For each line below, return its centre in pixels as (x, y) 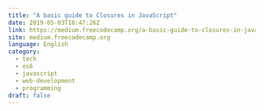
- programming (38, 88)
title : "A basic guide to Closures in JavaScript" (93, 15)
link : (17, 30)
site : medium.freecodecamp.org (59, 37)
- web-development (46, 81)
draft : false (29, 95)
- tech (26, 59)
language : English (38, 45)
